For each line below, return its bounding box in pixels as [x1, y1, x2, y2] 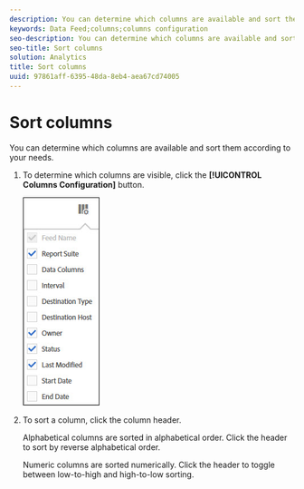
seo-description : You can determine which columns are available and [9, 34, 278, 43]
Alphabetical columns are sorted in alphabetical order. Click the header [22, 432, 288, 443]
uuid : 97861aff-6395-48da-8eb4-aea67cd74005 [9, 73, 180, 82]
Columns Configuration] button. [22, 179, 145, 190]
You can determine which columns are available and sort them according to [9, 142, 291, 153]
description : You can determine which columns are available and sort [9, 15, 281, 24]
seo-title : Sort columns [9, 44, 103, 53]
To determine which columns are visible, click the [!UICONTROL [22, 169, 262, 181]
